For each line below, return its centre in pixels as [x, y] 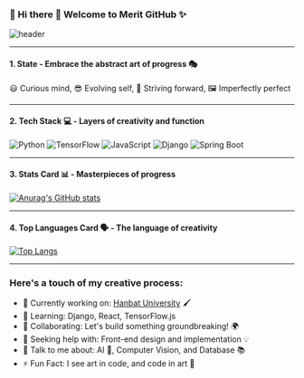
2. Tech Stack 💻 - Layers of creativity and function [107, 121]
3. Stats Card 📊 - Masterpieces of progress [93, 175]
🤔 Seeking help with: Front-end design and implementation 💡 [136, 339]
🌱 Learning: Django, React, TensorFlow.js [99, 317]
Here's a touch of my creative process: [96, 283]
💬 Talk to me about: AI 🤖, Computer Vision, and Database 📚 [134, 350]
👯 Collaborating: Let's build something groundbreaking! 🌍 [131, 326]
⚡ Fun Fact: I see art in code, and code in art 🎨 [109, 364]
